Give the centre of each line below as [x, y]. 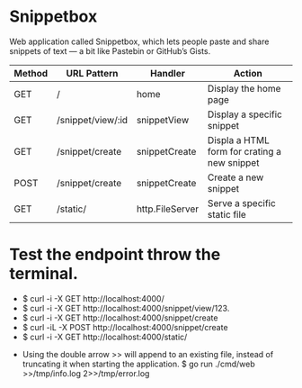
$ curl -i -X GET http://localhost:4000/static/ [105, 337]
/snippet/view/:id [93, 120]
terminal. [44, 274]
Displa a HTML [238, 140]
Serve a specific [241, 203]
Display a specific [245, 114]
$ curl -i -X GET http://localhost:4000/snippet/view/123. [126, 308]
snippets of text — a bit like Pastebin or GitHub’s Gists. [110, 50]
